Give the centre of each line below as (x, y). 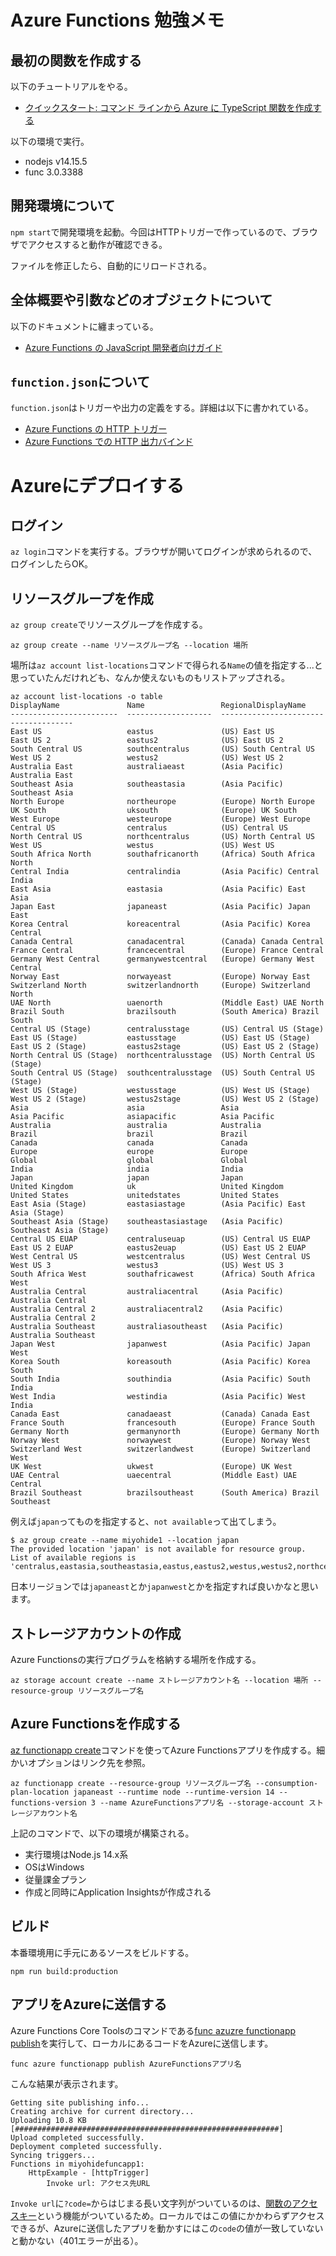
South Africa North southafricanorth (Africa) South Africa (162, 854)
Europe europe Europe (129, 1152)
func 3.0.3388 (54, 172)
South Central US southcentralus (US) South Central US (162, 749)
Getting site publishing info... (80, 2102)
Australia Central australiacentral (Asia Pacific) (147, 1292)
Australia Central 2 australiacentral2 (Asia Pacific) (147, 1309)
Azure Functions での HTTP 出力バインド (109, 442)
